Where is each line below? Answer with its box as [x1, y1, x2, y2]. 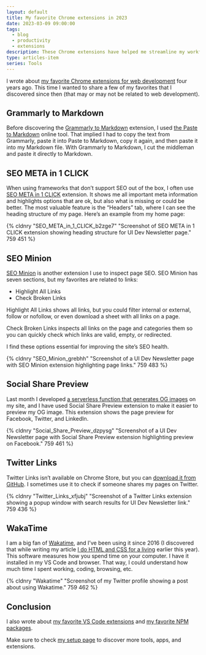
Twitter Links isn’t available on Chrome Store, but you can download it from [6, 473, 196, 481]
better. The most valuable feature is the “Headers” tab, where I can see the [6, 204, 196, 212]
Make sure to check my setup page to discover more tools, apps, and [6, 636, 181, 644]
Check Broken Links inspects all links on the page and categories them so [6, 324, 193, 332]
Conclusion [6, 602, 51, 612]
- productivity [12, 37, 51, 44]
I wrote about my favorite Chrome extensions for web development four [6, 77, 188, 85]
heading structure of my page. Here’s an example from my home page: [6, 210, 185, 218]
